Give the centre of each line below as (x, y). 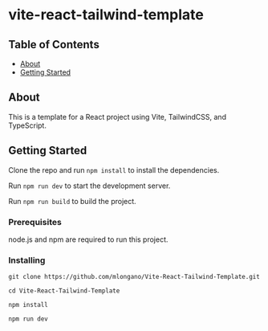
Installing (27, 260)
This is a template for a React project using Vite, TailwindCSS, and (118, 116)
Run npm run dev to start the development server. (89, 186)
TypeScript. (27, 125)
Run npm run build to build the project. (72, 201)
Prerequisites (35, 222)
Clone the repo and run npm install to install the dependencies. (114, 170)
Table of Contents (54, 45)
